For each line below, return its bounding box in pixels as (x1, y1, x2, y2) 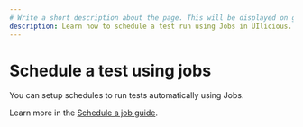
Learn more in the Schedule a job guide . (9, 107, 159, 118)
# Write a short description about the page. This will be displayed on (9, 13, 289, 23)
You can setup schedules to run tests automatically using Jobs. (9, 90, 244, 101)
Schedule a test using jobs (9, 60, 212, 81)
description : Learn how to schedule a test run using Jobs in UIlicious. (9, 22, 293, 31)
